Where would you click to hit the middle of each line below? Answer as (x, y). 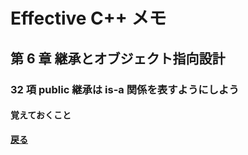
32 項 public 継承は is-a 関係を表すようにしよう (125, 89)
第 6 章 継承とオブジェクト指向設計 (118, 58)
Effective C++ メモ (88, 18)
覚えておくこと (41, 115)
